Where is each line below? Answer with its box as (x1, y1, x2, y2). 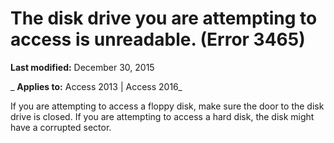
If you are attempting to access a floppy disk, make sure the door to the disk (10, 100, 325, 112)
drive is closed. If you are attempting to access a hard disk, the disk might (10, 110, 315, 122)
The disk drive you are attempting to (10, 7, 318, 30)
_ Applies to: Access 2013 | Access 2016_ (10, 80, 183, 92)
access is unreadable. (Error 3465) (10, 28, 306, 51)
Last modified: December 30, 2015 (10, 61, 155, 73)
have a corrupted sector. (10, 121, 112, 133)
